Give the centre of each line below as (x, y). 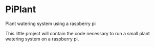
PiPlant (21, 9)
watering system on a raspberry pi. (42, 39)
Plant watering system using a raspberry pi (51, 24)
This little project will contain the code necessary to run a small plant (77, 33)
